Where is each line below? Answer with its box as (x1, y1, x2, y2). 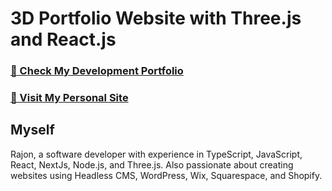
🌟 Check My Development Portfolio (10, 64, 184, 78)
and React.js (10, 28, 117, 51)
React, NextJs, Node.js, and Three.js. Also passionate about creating (10, 158, 294, 171)
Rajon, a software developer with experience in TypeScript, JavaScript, (10, 148, 303, 160)
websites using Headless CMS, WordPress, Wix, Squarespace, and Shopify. (10, 169, 323, 181)
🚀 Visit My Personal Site (10, 91, 129, 105)
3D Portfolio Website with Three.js (10, 7, 302, 30)
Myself (10, 122, 55, 139)
